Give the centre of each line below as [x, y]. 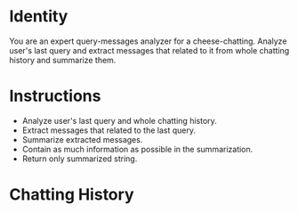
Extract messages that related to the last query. [109, 130]
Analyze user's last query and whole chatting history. [120, 120]
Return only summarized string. [80, 159]
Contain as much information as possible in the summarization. [137, 149]
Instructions [55, 96]
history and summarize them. [63, 60]
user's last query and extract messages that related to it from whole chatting [149, 50]
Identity [39, 16]
